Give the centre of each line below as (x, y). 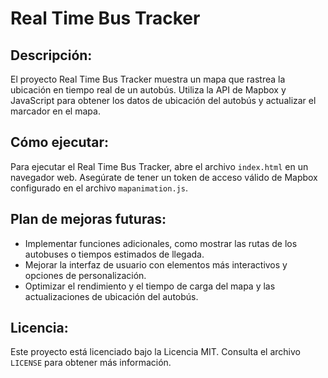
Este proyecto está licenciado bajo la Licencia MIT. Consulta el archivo (155, 352)
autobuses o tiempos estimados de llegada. (114, 254)
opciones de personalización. (85, 275)
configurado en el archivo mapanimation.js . (99, 188)
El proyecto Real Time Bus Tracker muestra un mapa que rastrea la (148, 79)
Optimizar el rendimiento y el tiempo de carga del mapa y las (150, 286)
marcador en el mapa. (55, 111)
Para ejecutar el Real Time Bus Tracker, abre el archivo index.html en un (159, 166)
